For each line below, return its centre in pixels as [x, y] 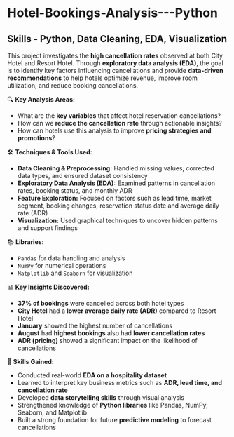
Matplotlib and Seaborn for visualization [75, 273]
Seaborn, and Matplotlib [52, 412]
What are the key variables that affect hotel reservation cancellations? [119, 116]
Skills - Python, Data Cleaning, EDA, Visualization [117, 39]
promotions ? [36, 138]
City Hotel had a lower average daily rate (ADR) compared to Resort [117, 311]
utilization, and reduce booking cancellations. [73, 85]
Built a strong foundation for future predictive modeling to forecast [115, 420]
